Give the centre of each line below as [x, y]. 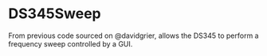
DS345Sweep [55, 14]
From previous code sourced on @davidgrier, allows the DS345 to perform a [133, 35]
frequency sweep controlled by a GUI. [71, 43]
